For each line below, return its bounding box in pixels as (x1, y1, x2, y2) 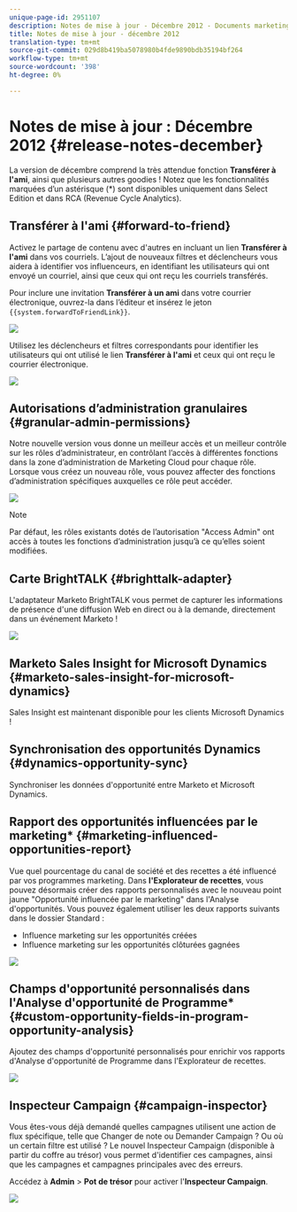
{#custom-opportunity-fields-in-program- (9, 1008, 249, 1023)
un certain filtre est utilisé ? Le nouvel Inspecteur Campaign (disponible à (9, 1140, 276, 1151)
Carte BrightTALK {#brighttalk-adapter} (9, 571, 232, 586)
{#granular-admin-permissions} (9, 414, 192, 429)
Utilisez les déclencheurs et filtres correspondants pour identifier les (9, 340, 259, 351)
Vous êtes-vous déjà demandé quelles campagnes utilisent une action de (9, 1122, 277, 1132)
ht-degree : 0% (9, 71, 62, 80)
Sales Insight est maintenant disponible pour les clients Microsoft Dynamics (9, 706, 285, 717)
